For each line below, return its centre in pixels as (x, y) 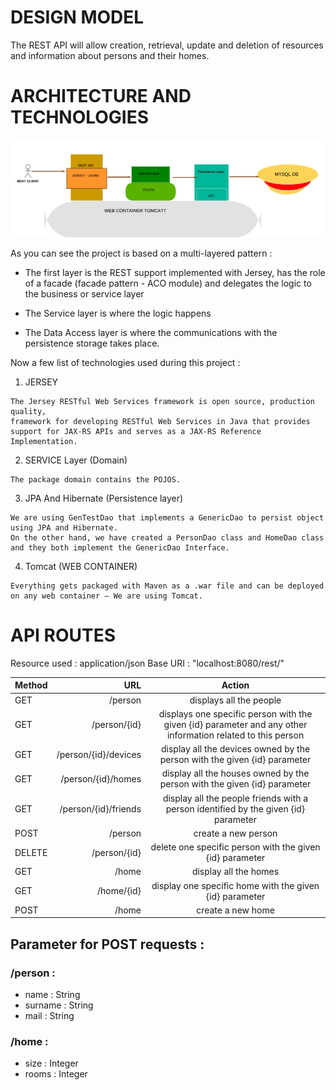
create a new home (235, 910)
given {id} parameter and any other (235, 724)
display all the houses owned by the (235, 773)
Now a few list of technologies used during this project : (125, 362)
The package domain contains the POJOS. (96, 479)
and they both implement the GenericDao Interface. (120, 547)
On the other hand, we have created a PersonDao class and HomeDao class (167, 537)
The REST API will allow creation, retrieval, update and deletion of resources (167, 45)
